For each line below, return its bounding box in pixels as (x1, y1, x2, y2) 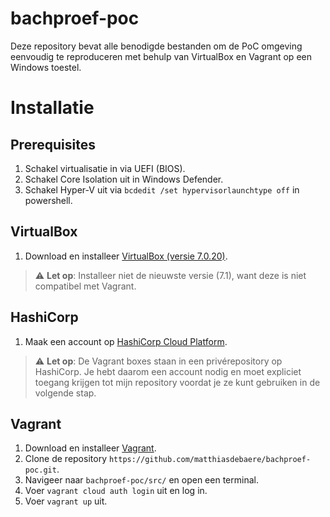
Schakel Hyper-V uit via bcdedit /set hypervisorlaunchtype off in (24, 183, 300, 196)
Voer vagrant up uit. (24, 495, 108, 507)
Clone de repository (24, 453, 107, 465)
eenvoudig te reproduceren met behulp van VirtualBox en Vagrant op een (10, 50, 312, 62)
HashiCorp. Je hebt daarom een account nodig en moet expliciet (34, 365, 302, 377)
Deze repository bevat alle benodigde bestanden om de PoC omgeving (10, 40, 303, 52)
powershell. (24, 194, 73, 206)
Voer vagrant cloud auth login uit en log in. (24, 485, 208, 497)
